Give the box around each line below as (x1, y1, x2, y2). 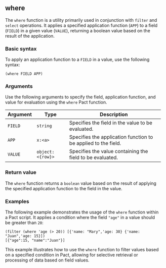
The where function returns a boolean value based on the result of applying (5, 180, 157, 186)
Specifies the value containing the (69, 148, 148, 155)
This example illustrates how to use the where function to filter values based (5, 247, 159, 252)
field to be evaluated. (69, 154, 118, 161)
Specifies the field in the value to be (69, 119, 153, 126)
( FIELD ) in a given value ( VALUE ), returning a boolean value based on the (5, 27, 151, 34)
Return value (5, 169, 37, 176)
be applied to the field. (69, 140, 122, 147)
